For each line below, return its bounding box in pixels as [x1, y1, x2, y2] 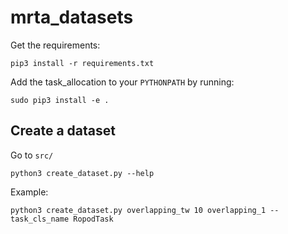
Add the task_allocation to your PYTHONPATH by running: [10, 76, 235, 88]
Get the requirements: [10, 39, 101, 51]
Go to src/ [10, 149, 54, 161]
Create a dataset [10, 122, 116, 140]
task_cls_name [10, 214, 70, 224]
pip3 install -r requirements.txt [10, 58, 155, 68]
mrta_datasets [10, 6, 134, 29]
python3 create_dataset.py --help [10, 168, 155, 178]
